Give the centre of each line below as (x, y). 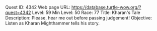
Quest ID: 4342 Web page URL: (38, 7)
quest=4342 (18, 12)
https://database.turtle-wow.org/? (106, 7)
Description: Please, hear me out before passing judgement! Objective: (79, 18)
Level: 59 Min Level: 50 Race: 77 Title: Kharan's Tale (86, 12)
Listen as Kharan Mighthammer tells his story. (52, 23)
